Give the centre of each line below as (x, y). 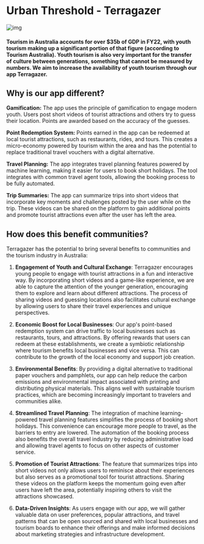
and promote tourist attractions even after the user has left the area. (91, 215)
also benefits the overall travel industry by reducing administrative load (104, 439)
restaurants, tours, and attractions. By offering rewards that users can (103, 337)
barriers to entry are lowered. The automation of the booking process (102, 433)
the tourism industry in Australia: (47, 255)
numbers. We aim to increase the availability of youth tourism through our (102, 67)
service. (25, 452)
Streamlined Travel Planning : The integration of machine (87, 413)
